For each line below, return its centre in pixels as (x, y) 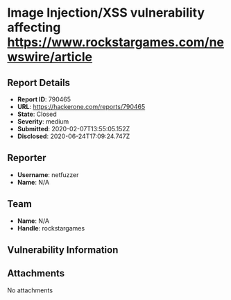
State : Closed (37, 114)
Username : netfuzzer (48, 174)
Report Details (39, 82)
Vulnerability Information (63, 250)
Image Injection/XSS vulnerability (106, 13)
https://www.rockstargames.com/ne (115, 42)
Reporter (27, 158)
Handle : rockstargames (51, 228)
